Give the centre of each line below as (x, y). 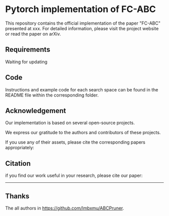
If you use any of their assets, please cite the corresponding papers (75, 142)
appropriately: (20, 148)
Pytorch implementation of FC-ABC (80, 9)
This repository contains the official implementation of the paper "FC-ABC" (83, 23)
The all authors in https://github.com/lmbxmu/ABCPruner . (65, 208)
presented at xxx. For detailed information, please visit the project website (82, 28)
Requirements (28, 49)
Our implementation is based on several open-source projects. (70, 123)
